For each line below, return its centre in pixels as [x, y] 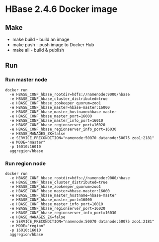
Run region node [26, 163]
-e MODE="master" [28, 142]
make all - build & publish [38, 50]
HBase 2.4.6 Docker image [61, 9]
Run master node [26, 80]
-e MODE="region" [28, 226]
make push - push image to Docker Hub [53, 45]
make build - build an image [41, 39]
